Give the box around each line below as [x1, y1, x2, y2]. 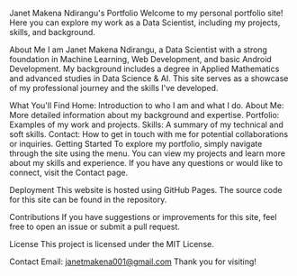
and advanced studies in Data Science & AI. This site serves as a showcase [9, 73, 289, 84]
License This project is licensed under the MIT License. [9, 239, 214, 249]
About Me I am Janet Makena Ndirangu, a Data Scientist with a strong [9, 44, 268, 55]
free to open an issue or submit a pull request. [9, 221, 180, 232]
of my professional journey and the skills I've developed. [9, 83, 219, 93]
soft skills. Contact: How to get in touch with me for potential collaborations [9, 129, 289, 139]
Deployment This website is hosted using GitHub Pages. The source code [9, 185, 283, 195]
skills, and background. [9, 27, 96, 37]
